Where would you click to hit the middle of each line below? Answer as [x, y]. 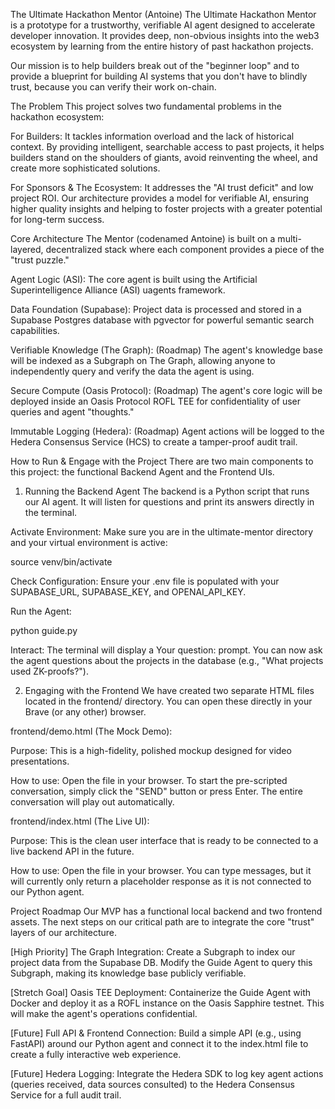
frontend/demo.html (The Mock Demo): [91, 731]
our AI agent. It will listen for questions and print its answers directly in [169, 502]
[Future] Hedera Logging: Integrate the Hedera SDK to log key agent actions [167, 1073]
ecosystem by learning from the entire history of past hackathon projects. [162, 46]
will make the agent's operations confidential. [104, 1013]
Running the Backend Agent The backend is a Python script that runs [167, 491]
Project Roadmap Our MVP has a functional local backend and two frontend [166, 911]
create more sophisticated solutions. [85, 168]
